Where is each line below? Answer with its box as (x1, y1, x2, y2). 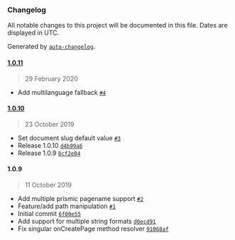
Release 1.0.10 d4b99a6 (17, 141, 83, 149)
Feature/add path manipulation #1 (17, 202, 116, 210)
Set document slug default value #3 (17, 133, 121, 142)
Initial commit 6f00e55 (17, 209, 82, 217)
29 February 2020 (24, 74, 78, 83)
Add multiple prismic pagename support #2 (17, 194, 144, 202)
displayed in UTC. (7, 28, 60, 37)
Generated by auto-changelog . (7, 42, 96, 51)
